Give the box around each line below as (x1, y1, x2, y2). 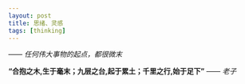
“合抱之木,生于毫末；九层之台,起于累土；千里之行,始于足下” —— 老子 (8, 66, 237, 76)
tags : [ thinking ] (8, 26, 66, 34)
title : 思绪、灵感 (8, 19, 64, 27)
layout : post (8, 11, 52, 20)
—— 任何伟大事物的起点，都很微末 (8, 50, 122, 59)
